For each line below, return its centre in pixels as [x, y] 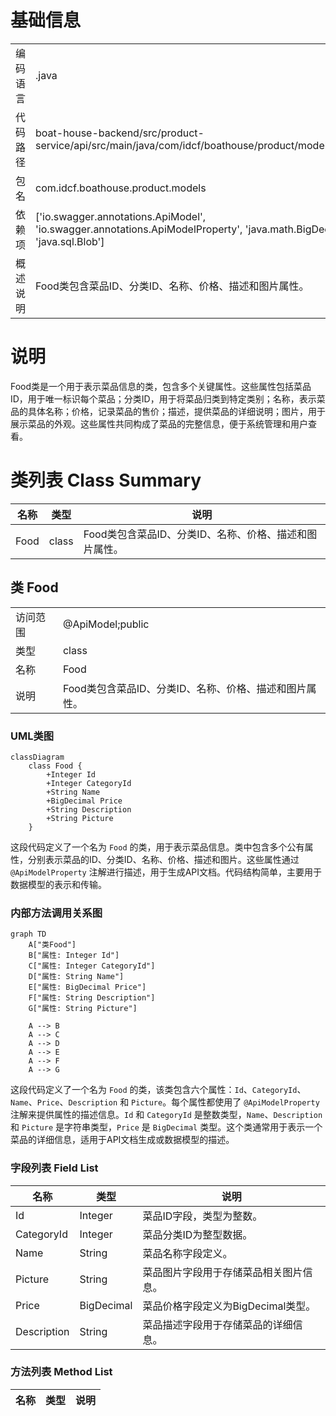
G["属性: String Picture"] [83, 1009]
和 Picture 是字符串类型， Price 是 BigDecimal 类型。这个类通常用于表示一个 [166, 1127]
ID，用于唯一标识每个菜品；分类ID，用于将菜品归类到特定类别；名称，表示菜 [168, 398]
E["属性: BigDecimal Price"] [87, 987]
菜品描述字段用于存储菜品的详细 [217, 1324]
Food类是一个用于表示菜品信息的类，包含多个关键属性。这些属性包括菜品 [161, 386]
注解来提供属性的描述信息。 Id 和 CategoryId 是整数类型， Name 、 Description [166, 1115]
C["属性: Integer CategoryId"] [92, 966]
